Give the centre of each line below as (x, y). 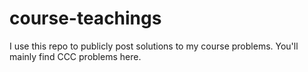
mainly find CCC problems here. (75, 56)
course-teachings (85, 18)
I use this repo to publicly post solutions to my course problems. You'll (154, 46)
